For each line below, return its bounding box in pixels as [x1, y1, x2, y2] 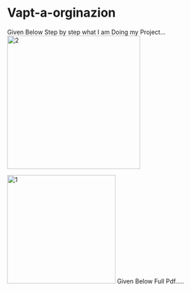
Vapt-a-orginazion [7, 5, 116, 21]
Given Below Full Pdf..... [116, 276, 185, 285]
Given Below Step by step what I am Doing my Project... [7, 28, 166, 36]
